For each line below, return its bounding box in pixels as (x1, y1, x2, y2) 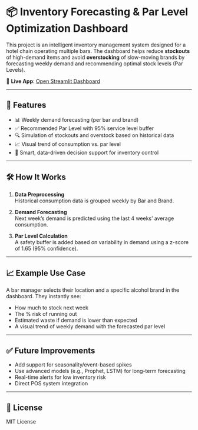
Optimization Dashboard (6, 22, 128, 35)
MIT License (6, 418, 37, 425)
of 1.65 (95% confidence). (14, 245, 78, 252)
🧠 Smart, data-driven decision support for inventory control (14, 149, 159, 156)
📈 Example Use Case (6, 268, 86, 278)
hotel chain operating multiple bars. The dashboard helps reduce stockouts (6, 47, 190, 54)
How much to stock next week (14, 304, 88, 311)
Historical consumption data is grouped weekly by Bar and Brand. (14, 197, 174, 204)
